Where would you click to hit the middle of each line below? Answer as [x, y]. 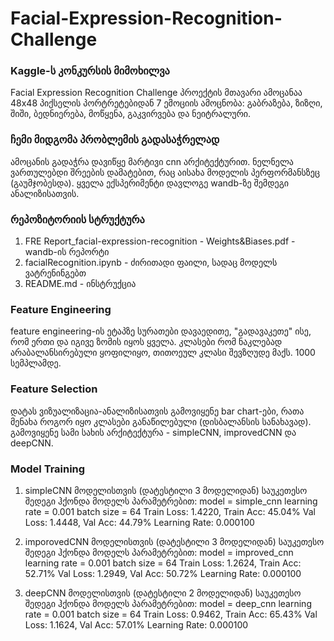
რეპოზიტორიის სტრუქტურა [77, 219]
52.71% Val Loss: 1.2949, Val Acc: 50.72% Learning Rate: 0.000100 [163, 573]
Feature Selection [54, 389]
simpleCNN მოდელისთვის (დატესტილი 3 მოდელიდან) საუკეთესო [166, 490]
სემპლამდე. [36, 363]
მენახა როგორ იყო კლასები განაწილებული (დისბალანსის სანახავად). [161, 421]
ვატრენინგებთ [55, 273]
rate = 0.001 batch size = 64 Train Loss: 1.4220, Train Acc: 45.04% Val [170, 511]
